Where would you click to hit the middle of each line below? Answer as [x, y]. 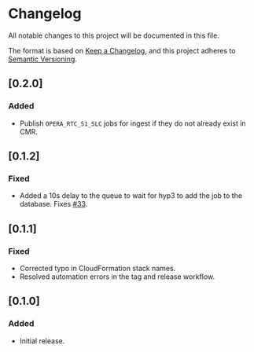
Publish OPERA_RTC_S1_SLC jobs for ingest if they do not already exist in [133, 123]
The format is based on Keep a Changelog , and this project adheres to [122, 50]
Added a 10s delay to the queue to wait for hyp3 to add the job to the [131, 196]
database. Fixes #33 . [53, 204]
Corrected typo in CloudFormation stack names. [98, 268]
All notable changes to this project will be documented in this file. [114, 35]
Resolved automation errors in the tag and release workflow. [117, 277]
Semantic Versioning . [42, 59]
